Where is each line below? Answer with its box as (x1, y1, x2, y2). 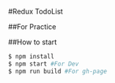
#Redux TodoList (8, 7, 63, 16)
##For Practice (8, 22, 57, 31)
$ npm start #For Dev (8, 59, 80, 68)
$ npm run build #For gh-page (8, 67, 108, 75)
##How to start (8, 37, 57, 47)
